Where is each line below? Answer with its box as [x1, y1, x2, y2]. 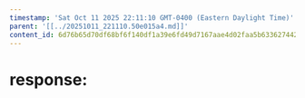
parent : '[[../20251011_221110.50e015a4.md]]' [9, 22, 189, 31]
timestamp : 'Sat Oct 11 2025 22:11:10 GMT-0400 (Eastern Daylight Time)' [9, 13, 295, 23]
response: [9, 69, 88, 90]
